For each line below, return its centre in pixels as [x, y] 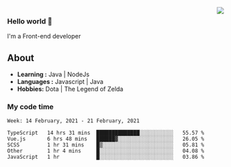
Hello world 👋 [30, 21]
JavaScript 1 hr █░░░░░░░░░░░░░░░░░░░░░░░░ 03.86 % [106, 157]
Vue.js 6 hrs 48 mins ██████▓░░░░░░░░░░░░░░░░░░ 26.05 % [106, 139]
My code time [30, 107]
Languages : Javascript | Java [60, 82]
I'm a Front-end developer [44, 36]
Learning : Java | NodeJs [53, 74]
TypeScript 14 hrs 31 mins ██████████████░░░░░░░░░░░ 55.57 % [106, 133]
